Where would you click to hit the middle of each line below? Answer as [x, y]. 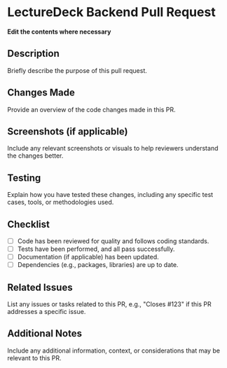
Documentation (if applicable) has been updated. [88, 257]
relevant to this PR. [34, 357]
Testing [24, 178]
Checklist [29, 224]
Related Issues [40, 287]
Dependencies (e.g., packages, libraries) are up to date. [98, 265]
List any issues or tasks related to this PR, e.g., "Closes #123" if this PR [109, 304]
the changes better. [35, 156]
